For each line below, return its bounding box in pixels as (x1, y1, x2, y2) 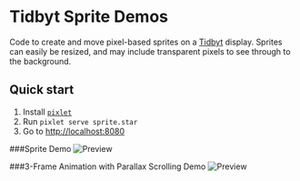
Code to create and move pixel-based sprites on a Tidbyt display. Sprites (9, 36, 283, 47)
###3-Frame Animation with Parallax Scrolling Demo (9, 161, 206, 172)
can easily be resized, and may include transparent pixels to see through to (9, 45, 291, 56)
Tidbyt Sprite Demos (9, 6, 168, 27)
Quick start (9, 82, 75, 97)
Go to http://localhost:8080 (22, 126, 125, 136)
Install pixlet (22, 106, 73, 117)
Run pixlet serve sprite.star (22, 116, 138, 126)
